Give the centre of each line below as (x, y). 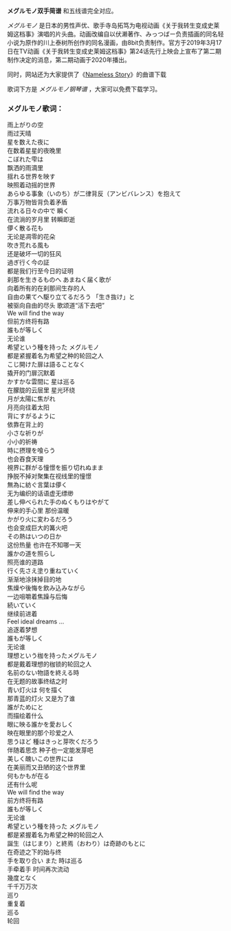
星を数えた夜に (28, 142)
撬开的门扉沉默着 (31, 373)
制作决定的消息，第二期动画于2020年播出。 (69, 60)
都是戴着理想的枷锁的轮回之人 (49, 664)
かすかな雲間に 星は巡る (41, 382)
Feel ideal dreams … (36, 621)
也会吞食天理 (25, 459)
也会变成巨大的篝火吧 (37, 528)
